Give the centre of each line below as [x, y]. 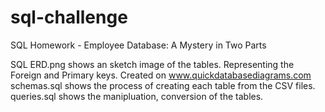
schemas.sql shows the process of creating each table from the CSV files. [163, 85]
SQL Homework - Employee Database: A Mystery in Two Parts [138, 45]
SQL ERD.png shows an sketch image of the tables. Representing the [152, 64]
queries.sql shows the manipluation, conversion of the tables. [137, 96]
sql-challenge [69, 17]
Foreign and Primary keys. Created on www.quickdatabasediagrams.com [161, 75]
